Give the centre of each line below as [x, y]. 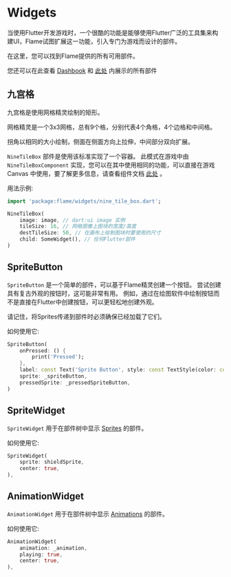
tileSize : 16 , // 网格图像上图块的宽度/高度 [78, 226]
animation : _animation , [54, 548]
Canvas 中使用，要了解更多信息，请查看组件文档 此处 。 [87, 173]
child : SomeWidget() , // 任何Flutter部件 [78, 239]
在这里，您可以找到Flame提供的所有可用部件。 [73, 56]
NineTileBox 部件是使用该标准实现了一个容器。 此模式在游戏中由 [98, 156]
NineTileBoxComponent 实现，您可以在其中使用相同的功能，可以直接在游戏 [111, 165]
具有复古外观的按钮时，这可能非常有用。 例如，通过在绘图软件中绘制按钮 [110, 293]
